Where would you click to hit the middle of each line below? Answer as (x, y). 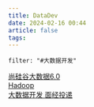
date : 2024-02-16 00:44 (47, 23)
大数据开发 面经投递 (40, 95)
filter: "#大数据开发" (43, 61)
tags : (17, 38)
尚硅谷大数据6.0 (34, 77)
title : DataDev (33, 15)
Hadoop (21, 86)
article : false (33, 30)
